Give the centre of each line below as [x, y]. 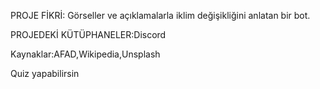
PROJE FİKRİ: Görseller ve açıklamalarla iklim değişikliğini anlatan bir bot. [160, 15]
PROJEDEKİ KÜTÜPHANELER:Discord [88, 34]
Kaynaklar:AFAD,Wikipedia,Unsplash [85, 54]
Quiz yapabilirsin [45, 73]
